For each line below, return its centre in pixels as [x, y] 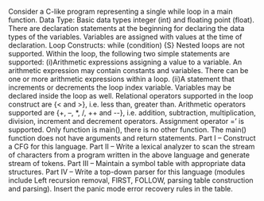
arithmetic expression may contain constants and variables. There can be [128, 70]
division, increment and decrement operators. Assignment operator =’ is [126, 121]
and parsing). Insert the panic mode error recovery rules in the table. [120, 189]
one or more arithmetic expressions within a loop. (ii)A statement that [121, 79]
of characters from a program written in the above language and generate [129, 155]
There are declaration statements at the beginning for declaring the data [126, 28]
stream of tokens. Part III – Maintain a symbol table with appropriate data [127, 163]
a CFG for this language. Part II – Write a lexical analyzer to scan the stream [132, 147]
